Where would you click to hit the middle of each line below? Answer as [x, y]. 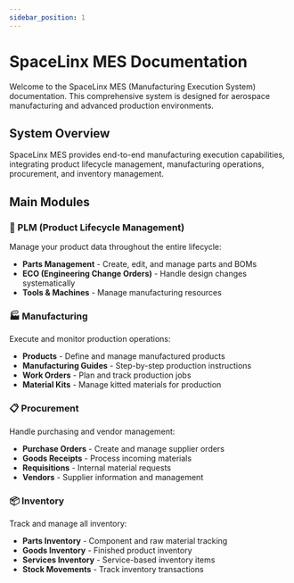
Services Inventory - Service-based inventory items [118, 560]
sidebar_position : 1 [48, 17]
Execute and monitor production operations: [90, 339]
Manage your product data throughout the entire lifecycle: [115, 247]
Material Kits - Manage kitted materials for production [122, 385]
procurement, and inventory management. [87, 174]
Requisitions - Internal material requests [97, 467]
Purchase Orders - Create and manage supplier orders [123, 448]
